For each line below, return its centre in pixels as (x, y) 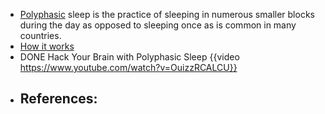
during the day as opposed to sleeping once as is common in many (158, 25)
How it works (47, 46)
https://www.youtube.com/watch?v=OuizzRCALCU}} (128, 67)
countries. (40, 35)
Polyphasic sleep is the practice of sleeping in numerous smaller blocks (167, 14)
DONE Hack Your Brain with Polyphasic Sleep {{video (129, 57)
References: (58, 99)
